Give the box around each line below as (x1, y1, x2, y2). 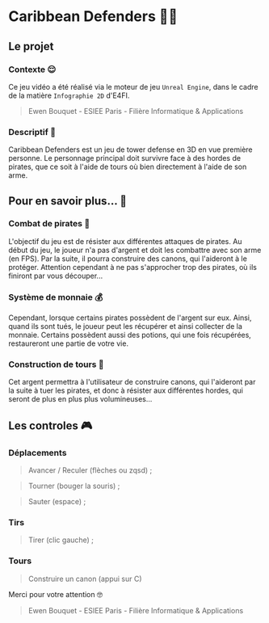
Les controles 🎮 (8, 419, 93, 432)
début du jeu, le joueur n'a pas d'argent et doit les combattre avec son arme (8, 245, 262, 255)
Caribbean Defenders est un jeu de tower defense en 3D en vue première (8, 145, 253, 154)
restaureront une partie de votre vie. (8, 339, 129, 348)
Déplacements (8, 447, 67, 458)
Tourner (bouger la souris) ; (27, 481, 120, 491)
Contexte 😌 (8, 64, 57, 75)
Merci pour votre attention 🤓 (8, 589, 103, 599)
